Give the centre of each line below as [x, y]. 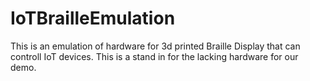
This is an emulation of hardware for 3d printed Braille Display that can [155, 46]
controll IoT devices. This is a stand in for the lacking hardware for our [154, 56]
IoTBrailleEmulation [93, 18]
